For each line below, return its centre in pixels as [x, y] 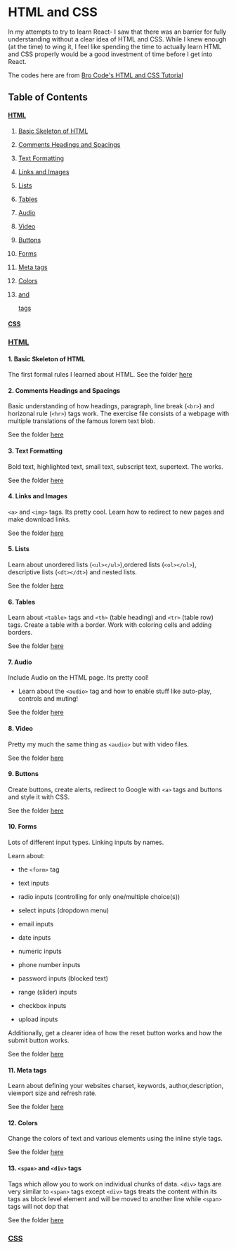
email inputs [36, 924]
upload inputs [38, 1019]
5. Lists [19, 549]
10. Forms [22, 827]
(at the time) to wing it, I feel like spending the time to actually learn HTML [115, 46]
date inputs [34, 938]
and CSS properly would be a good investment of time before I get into [110, 54]
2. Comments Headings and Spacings [64, 390]
